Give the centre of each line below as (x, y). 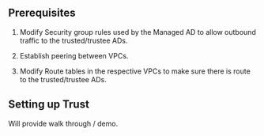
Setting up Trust (49, 105)
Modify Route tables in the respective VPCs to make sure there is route (135, 71)
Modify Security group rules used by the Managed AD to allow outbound (138, 32)
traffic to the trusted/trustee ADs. (74, 40)
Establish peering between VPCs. (74, 55)
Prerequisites (42, 13)
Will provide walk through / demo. (63, 123)
